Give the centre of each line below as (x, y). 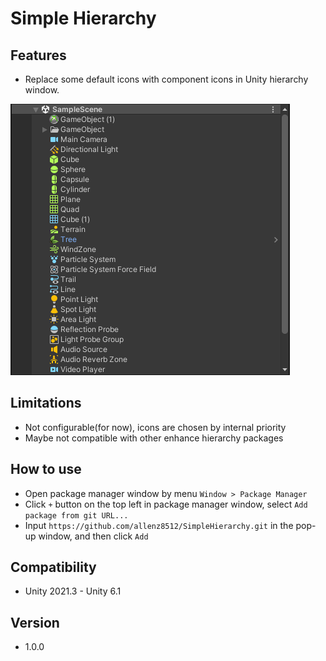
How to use (46, 469)
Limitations (46, 403)
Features (38, 55)
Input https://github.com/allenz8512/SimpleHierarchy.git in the (159, 525)
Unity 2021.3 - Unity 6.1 (73, 591)
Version (35, 622)
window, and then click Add (93, 536)
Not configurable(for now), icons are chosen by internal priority (155, 427)
